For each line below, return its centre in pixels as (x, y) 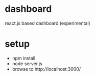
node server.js (27, 63)
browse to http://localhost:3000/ (46, 69)
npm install (24, 58)
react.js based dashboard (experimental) (47, 23)
